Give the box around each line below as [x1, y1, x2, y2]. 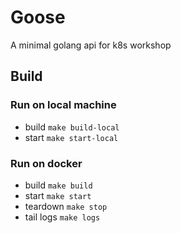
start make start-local [24, 131, 119, 143]
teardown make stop [24, 200, 108, 212]
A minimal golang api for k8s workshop [10, 39, 172, 51]
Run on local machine [10, 98, 117, 112]
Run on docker [10, 156, 83, 170]
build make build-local [24, 121, 120, 133]
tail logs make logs [24, 211, 101, 223]
